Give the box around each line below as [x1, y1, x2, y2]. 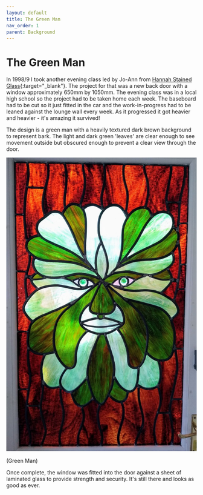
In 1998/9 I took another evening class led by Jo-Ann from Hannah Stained [6, 76, 192, 83]
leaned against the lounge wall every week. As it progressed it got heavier [6, 108, 190, 115]
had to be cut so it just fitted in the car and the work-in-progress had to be [6, 102, 192, 109]
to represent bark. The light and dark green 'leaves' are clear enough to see [6, 133, 195, 140]
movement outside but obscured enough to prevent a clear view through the [6, 139, 196, 147]
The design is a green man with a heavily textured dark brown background [6, 126, 192, 133]
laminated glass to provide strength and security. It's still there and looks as [6, 476, 195, 483]
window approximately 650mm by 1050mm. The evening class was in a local [6, 88, 197, 96]
